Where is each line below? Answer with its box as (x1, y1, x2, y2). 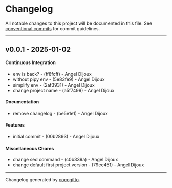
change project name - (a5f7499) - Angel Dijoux (12, 87, 115, 93)
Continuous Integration (5, 59, 56, 66)
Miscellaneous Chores (5, 145, 54, 151)
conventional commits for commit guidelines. (5, 25, 100, 31)
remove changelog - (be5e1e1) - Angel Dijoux (12, 110, 109, 116)
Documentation (5, 99, 39, 105)
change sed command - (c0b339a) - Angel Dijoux (12, 157, 118, 163)
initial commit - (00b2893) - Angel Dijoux (12, 133, 100, 139)
